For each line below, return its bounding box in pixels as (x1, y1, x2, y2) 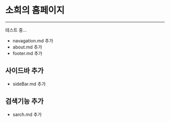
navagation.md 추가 (12, 37, 54, 43)
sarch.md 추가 (12, 111, 42, 117)
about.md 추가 (12, 44, 42, 50)
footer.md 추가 (12, 50, 42, 56)
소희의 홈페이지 (5, 5, 65, 16)
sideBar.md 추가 (12, 81, 46, 87)
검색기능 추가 (5, 97, 44, 106)
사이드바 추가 (5, 67, 44, 75)
